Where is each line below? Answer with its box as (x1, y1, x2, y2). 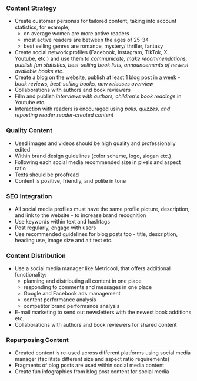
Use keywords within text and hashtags (14, 218, 111, 225)
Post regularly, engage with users (14, 224, 96, 231)
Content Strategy (6, 4, 57, 12)
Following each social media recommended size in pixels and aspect (14, 158, 181, 166)
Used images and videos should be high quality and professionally (14, 140, 176, 147)
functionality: (14, 271, 47, 278)
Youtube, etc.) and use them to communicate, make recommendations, (14, 55, 188, 63)
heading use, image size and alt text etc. (14, 237, 113, 244)
